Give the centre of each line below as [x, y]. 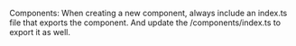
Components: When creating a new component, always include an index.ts [148, 13]
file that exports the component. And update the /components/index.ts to [145, 23]
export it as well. [40, 32]
